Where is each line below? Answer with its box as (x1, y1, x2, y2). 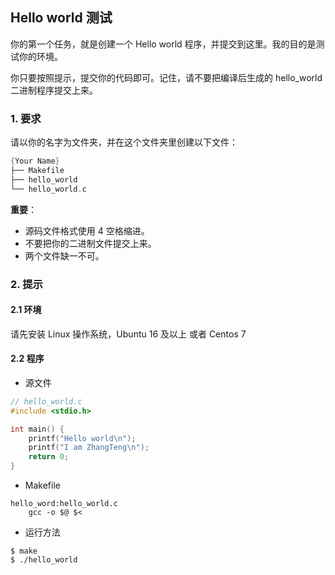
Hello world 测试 (10, 9, 113, 27)
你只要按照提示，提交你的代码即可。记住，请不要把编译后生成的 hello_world (10, 71, 323, 83)
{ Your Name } (10, 156, 60, 167)
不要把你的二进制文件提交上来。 (24, 237, 157, 249)
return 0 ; (28, 452, 70, 462)
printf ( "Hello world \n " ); (28, 433, 137, 443)
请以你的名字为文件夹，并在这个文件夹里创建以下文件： (10, 136, 238, 148)
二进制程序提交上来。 (10, 84, 98, 96)
